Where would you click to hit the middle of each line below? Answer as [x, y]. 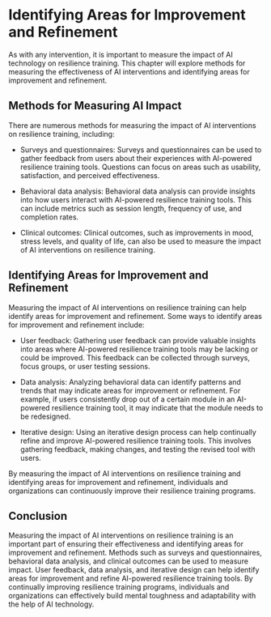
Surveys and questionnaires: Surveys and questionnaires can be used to [141, 149]
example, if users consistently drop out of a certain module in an [127, 399]
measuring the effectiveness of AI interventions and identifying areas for [129, 71]
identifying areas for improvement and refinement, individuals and [118, 482]
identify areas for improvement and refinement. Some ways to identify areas [135, 316]
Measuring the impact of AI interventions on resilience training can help [127, 307]
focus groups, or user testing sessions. [85, 366]
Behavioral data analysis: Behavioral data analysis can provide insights [138, 191]
